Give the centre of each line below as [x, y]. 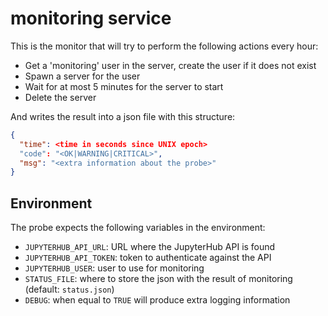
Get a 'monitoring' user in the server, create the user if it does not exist [170, 65]
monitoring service [91, 18]
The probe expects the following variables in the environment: [138, 228]
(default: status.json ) [69, 289]
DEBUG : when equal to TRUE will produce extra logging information [157, 300]
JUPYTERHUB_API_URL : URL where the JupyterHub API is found [150, 247]
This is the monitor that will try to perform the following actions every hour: [164, 46]
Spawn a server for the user [82, 76]
